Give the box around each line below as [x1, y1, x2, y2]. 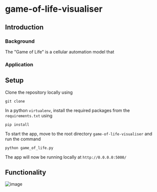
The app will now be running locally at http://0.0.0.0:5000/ [5, 154, 127, 160]
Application [5, 61, 33, 68]
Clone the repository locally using [5, 89, 73, 95]
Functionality [5, 168, 46, 176]
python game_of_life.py [5, 145, 54, 150]
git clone [5, 99, 25, 104]
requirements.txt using [5, 112, 53, 118]
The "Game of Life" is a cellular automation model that [5, 49, 114, 55]
